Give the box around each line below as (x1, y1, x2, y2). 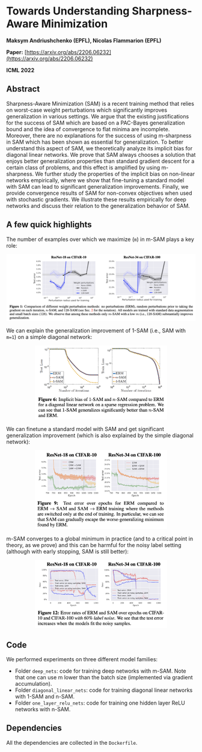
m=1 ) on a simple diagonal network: (6, 333, 93, 340)
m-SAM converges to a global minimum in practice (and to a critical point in (6, 535, 194, 542)
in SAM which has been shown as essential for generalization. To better (6, 138, 184, 145)
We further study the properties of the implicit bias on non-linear (35, 170, 195, 177)
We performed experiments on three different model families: (6, 656, 158, 663)
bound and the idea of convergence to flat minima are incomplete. (6, 125, 170, 133)
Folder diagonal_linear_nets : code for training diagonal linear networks (14, 686, 193, 694)
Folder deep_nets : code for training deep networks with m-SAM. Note (14, 667, 186, 674)
